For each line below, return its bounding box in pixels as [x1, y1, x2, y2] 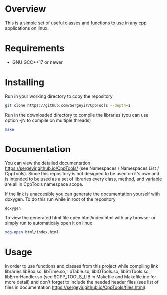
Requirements [5, 43, 65, 54]
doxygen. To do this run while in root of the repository [5, 196, 116, 202]
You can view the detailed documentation [5, 160, 91, 166]
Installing [5, 77, 45, 88]
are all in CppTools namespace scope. [5, 181, 84, 187]
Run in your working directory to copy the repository [5, 93, 113, 99]
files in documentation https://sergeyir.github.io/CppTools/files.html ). [5, 284, 147, 290]
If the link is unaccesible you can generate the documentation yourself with [5, 191, 160, 197]
